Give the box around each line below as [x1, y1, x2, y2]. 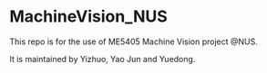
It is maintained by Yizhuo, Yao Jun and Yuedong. [9, 53, 196, 64]
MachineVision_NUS [9, 6, 169, 27]
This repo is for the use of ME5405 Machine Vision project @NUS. [9, 36, 258, 47]
